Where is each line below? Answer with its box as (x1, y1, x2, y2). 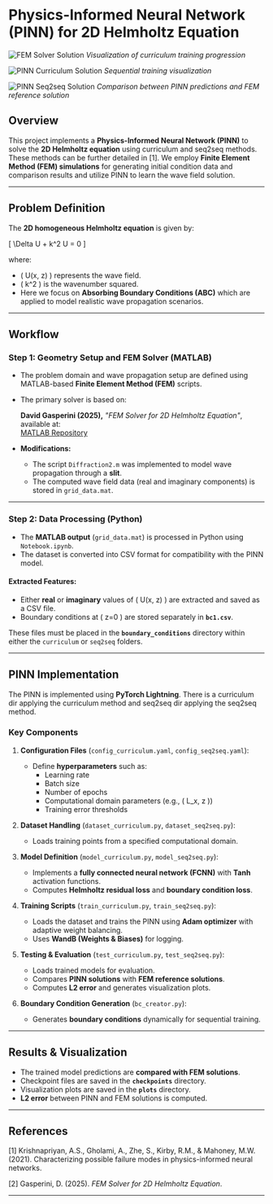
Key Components (8, 727, 79, 738)
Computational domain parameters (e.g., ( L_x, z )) (44, 796, 214, 806)
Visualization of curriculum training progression (85, 50, 246, 59)
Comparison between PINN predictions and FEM (96, 81, 260, 91)
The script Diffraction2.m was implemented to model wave (32, 459, 232, 469)
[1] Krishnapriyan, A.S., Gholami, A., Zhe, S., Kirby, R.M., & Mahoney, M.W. (8, 1146, 256, 1156)
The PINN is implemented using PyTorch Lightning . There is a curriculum (8, 689, 254, 699)
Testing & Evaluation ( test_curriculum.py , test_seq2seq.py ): (19, 949, 225, 959)
